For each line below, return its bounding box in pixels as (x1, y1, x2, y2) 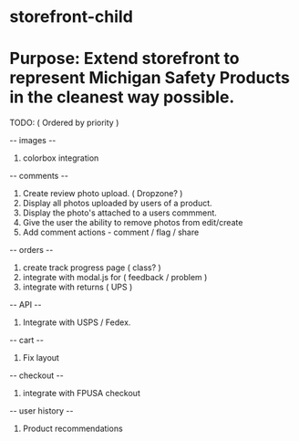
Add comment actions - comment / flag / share (22, 226, 200, 238)
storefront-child (9, 6, 134, 27)
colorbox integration (22, 152, 99, 163)
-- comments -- (9, 171, 68, 182)
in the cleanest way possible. (9, 87, 235, 108)
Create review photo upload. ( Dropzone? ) (22, 188, 183, 199)
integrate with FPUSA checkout (22, 388, 141, 399)
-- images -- (9, 135, 57, 146)
